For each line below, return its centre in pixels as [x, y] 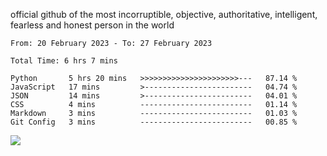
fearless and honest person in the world [92, 25]
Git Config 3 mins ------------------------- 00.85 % [154, 122]
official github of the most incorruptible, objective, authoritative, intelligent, [164, 14]
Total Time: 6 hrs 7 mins [64, 61]
